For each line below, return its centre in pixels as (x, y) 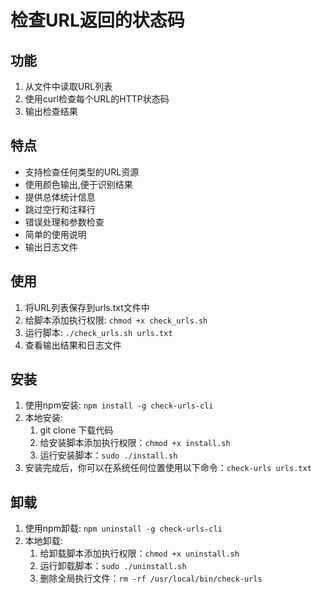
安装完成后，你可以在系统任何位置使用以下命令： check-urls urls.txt (168, 468)
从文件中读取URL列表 (68, 86)
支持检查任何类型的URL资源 (82, 172)
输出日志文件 (51, 247)
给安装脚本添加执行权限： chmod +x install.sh (135, 443)
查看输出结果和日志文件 (73, 345)
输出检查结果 (51, 111)
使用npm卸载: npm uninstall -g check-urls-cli (123, 528)
